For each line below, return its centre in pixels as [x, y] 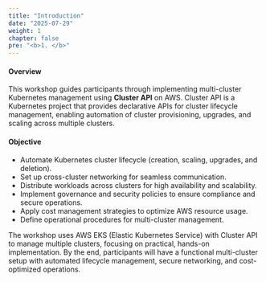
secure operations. [51, 202]
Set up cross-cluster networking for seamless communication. [123, 177]
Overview [25, 71]
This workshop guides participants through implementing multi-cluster [125, 89]
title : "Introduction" [46, 16]
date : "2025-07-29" [41, 23]
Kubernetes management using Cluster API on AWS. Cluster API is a [122, 98]
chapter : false [34, 38]
